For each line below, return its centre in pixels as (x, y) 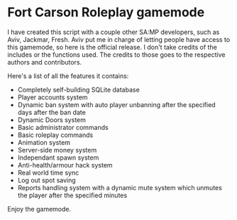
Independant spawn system (58, 158)
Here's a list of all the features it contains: (68, 76)
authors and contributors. (45, 62)
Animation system (44, 142)
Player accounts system (53, 97)
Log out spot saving (46, 180)
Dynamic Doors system (52, 120)
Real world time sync (48, 172)
